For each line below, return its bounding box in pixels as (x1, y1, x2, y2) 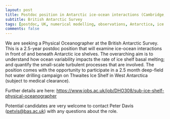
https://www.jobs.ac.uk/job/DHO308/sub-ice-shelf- (56, 88, 164, 94)
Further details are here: (5, 88, 56, 94)
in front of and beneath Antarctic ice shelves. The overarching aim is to (5, 51, 153, 57)
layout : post (5, 7, 33, 13)
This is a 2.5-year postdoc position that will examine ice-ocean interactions (5, 46, 162, 52)
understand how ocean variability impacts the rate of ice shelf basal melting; (5, 56, 165, 62)
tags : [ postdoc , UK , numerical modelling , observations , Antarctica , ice (5, 21, 164, 27)
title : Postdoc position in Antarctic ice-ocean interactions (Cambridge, (5, 12, 166, 17)
